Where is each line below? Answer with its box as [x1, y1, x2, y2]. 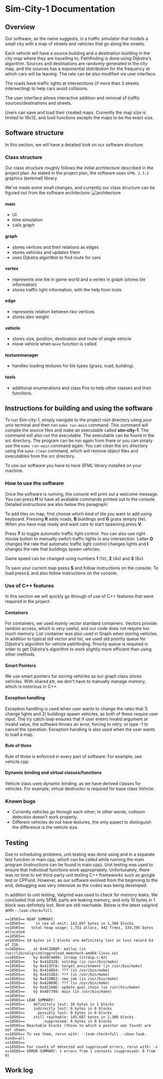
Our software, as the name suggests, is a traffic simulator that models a [5, 36, 148, 41]
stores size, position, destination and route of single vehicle [12, 336, 131, 342]
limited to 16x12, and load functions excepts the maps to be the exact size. [5, 115, 154, 120]
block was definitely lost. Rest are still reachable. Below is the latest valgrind [5, 902, 158, 908]
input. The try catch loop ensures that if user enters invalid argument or [5, 716, 148, 722]
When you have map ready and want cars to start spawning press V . [5, 521, 143, 527]
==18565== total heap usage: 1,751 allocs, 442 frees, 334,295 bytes [5, 925, 153, 930]
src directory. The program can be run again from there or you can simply [5, 438, 153, 444]
